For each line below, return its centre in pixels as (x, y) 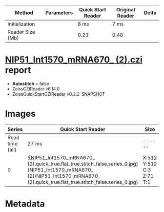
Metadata (25, 204)
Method (24, 13)
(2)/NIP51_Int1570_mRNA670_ (64, 176)
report (18, 70)
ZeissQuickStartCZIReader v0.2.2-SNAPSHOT (59, 94)
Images (20, 114)
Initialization (21, 24)
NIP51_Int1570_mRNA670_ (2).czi (74, 60)
